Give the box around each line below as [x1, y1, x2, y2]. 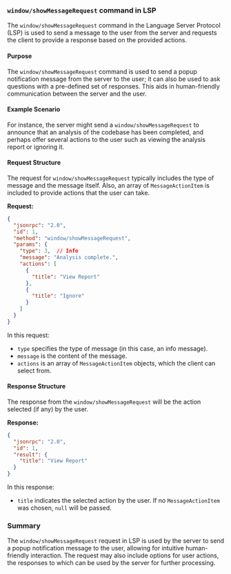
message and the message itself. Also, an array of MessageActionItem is [7, 181, 210, 189]
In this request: [7, 331, 50, 339]
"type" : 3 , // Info [19, 248, 79, 255]
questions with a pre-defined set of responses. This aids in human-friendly [7, 82, 221, 90]
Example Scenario [7, 105, 61, 114]
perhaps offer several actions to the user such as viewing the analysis [7, 135, 205, 143]
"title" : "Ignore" [32, 293, 85, 300]
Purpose [7, 51, 32, 60]
